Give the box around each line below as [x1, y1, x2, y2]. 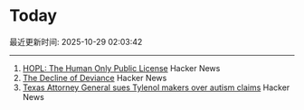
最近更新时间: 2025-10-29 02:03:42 [9, 36, 143, 47]
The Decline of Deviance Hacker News [22, 72, 167, 83]
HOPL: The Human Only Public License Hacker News [22, 62, 221, 73]
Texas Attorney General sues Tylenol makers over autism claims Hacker [22, 82, 290, 93]
